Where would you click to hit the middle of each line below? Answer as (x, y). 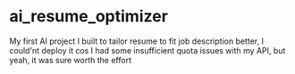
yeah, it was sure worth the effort (71, 60)
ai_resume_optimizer (88, 16)
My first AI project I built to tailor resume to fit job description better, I (136, 41)
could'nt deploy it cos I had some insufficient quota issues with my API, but (147, 50)
